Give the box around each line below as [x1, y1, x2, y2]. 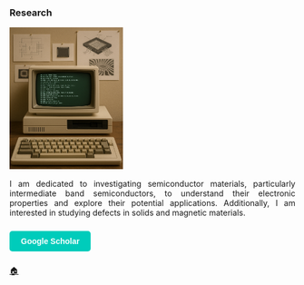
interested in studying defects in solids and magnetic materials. [9, 207, 246, 219]
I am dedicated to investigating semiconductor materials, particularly [9, 179, 296, 190]
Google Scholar [21, 236, 80, 247]
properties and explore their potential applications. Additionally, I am [9, 198, 296, 209]
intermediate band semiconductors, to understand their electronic [9, 188, 296, 199]
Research [9, 6, 53, 19]
